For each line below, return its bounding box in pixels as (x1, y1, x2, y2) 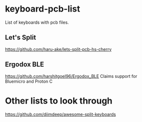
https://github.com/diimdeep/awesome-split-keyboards (5, 111, 116, 117)
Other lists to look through (5, 95, 113, 106)
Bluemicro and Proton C (5, 78, 53, 84)
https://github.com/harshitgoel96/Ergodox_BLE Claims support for (5, 73, 137, 79)
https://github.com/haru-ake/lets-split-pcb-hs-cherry (5, 46, 112, 52)
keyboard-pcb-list (5, 3, 80, 15)
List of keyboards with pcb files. (5, 19, 69, 25)
